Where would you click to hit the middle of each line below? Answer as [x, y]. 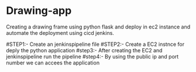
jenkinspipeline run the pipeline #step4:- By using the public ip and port [92, 56]
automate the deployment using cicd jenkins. [60, 33]
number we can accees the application [53, 63]
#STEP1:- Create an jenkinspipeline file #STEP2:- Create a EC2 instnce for [95, 44]
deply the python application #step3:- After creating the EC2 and [84, 50]
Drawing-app [39, 11]
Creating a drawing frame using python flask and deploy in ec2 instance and [98, 27]
